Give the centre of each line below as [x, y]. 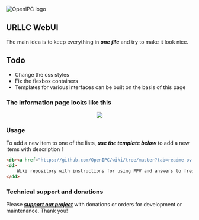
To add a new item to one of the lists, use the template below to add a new [98, 143]
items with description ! [35, 149]
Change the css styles [42, 74]
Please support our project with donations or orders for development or [94, 205]
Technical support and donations [55, 192]
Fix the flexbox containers [46, 81]
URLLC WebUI [32, 27]
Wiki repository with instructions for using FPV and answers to [99, 171]
